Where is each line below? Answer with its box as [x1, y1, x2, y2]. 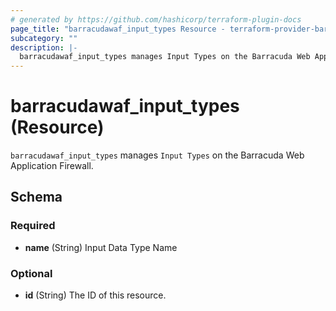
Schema [10, 189, 63, 206]
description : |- [10, 42, 78, 53]
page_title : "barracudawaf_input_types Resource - [10, 24, 226, 34]
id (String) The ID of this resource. [24, 289, 167, 301]
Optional [10, 266, 53, 280]
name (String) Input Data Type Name [24, 241, 178, 253]
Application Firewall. [10, 160, 94, 172]
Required [10, 219, 56, 233]
